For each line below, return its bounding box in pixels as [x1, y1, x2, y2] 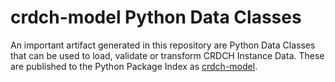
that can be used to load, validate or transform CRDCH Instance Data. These [10, 49, 325, 61]
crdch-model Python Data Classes [10, 6, 302, 29]
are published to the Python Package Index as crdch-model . [10, 60, 258, 72]
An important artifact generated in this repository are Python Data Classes [10, 39, 316, 51]
